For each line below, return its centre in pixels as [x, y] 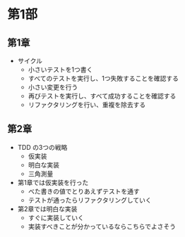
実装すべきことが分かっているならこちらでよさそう [102, 226]
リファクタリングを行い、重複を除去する [87, 105]
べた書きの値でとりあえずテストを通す [84, 191]
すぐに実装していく [56, 217]
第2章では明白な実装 [47, 209]
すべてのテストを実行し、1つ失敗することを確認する [103, 78]
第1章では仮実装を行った [53, 182]
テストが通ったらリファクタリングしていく [90, 200]
